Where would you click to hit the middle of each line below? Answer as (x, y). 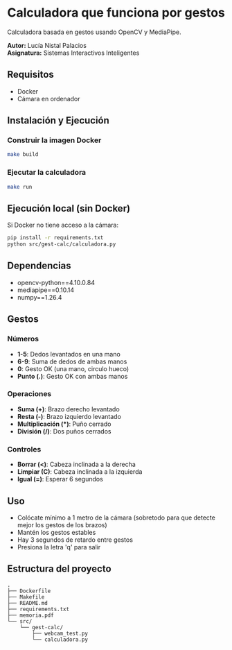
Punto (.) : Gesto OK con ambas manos (72, 376)
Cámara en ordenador (48, 99)
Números (23, 339)
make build (23, 155)
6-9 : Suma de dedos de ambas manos (72, 361)
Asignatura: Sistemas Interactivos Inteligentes (73, 53)
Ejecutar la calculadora (47, 173)
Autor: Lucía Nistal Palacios (47, 45)
